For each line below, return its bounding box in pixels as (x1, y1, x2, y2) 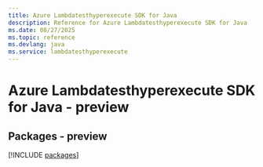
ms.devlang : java (8, 41, 65, 49)
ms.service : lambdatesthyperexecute (8, 48, 128, 56)
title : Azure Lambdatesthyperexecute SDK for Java (8, 11, 177, 20)
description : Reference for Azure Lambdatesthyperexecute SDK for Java (8, 19, 247, 27)
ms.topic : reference (8, 33, 76, 42)
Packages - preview (8, 129, 108, 143)
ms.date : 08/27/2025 (8, 26, 76, 34)
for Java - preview (8, 99, 130, 116)
